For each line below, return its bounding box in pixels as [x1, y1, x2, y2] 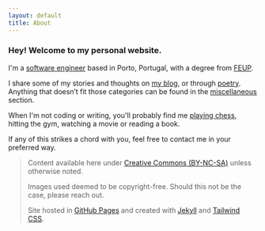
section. [8, 95, 35, 104]
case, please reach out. [27, 190, 104, 199]
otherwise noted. [27, 166, 83, 176]
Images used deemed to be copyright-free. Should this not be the [27, 181, 242, 191]
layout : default [8, 11, 62, 20]
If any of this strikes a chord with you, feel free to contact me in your [8, 134, 232, 143]
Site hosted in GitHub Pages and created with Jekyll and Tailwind [27, 205, 240, 214]
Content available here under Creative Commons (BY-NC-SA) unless [27, 157, 252, 167]
